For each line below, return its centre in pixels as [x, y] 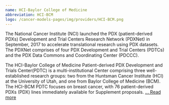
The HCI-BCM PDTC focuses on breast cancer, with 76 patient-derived [79, 87]
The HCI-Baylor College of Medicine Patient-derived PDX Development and [84, 65]
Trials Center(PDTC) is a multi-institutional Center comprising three [75, 71]
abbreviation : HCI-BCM [29, 15]
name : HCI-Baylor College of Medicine [46, 10]
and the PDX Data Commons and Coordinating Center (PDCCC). [72, 55]
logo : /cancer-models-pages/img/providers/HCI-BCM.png [64, 19]
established [17, 76]
